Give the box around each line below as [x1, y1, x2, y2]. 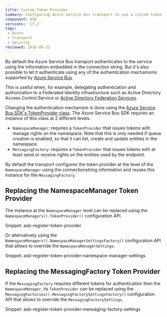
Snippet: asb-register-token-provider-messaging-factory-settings [5, 306, 141, 312]
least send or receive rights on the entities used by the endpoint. [12, 151, 146, 157]
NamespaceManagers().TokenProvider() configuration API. [5, 213, 122, 219]
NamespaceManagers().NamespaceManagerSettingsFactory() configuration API [5, 238, 161, 244]
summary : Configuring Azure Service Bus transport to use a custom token [5, 12, 162, 17]
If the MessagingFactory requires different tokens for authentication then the [5, 280, 161, 286]
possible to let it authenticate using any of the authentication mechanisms [5, 69, 157, 75]
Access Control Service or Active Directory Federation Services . [5, 95, 137, 101]
